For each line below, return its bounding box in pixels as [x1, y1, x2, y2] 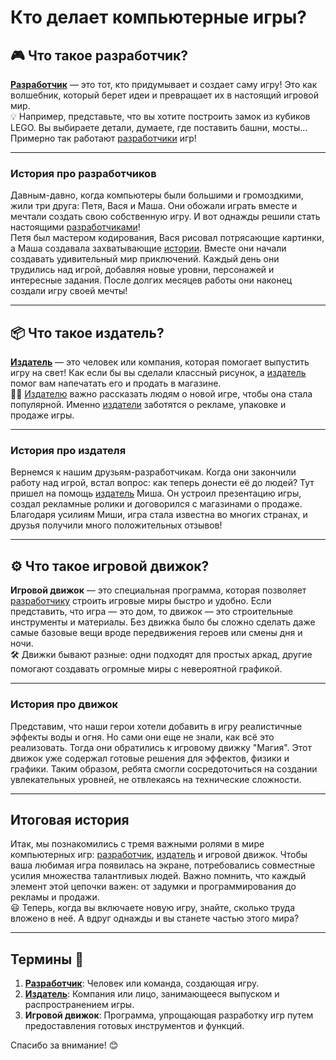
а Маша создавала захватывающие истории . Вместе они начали [10, 242, 287, 255]
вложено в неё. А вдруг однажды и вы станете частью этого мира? [10, 912, 300, 925]
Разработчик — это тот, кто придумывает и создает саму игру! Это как [10, 79, 318, 90]
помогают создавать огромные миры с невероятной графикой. [10, 663, 283, 675]
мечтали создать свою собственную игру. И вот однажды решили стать [10, 211, 321, 223]
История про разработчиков [10, 166, 157, 180]
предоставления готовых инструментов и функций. [24, 1020, 245, 1032]
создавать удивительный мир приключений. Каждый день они [10, 253, 280, 265]
